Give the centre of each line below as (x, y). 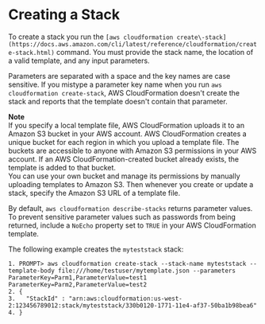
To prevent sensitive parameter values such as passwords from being (122, 217)
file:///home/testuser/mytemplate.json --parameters (147, 271)
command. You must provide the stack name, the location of (155, 52)
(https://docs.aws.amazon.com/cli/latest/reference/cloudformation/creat (133, 44)
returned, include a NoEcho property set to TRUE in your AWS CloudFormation (132, 225)
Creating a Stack (64, 15)
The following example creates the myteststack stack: (96, 249)
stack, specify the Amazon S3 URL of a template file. (94, 193)
